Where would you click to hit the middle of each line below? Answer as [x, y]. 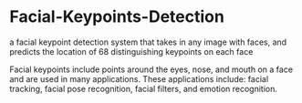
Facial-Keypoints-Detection [117, 17]
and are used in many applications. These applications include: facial [139, 78]
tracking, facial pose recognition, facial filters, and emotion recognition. [144, 88]
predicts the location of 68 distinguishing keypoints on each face [131, 51]
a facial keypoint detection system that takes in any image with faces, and [148, 42]
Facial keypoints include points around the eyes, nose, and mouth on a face [151, 69]
